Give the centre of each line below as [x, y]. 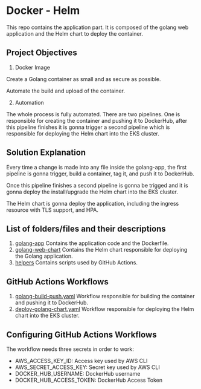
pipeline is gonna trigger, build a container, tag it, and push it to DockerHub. [100, 174]
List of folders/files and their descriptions [86, 228]
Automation [29, 102]
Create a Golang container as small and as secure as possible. [84, 79]
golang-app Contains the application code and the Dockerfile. [92, 243]
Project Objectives [42, 53]
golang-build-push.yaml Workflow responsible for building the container [105, 296]
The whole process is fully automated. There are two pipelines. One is [93, 114]
